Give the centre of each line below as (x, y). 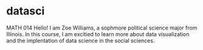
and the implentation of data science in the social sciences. (81, 40)
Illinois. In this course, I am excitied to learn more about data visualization (98, 34)
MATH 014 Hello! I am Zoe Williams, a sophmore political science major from (102, 28)
